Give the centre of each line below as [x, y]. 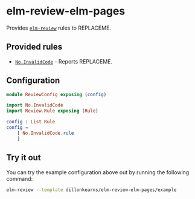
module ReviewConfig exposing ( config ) [56, 94]
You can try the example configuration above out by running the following [98, 172]
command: [20, 178]
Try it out [24, 158]
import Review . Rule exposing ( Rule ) [52, 111]
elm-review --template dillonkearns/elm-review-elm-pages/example [91, 190]
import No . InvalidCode [35, 105]
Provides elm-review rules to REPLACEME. [59, 28]
